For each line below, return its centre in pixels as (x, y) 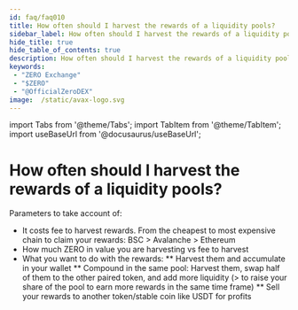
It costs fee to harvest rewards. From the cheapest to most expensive (149, 230)
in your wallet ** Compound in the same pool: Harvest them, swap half (151, 268)
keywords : (27, 67)
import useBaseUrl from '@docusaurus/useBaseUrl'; (105, 135)
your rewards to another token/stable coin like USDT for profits (137, 297)
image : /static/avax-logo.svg (67, 100)
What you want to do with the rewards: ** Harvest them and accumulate (153, 259)
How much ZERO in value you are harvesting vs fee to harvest (135, 250)
